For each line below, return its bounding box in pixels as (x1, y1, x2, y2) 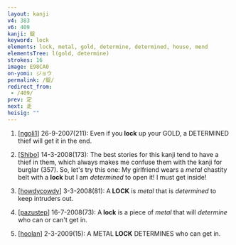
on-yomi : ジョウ (7, 70, 53, 77)
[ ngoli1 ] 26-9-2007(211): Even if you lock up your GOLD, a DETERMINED (17, 129, 230, 137)
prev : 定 (7, 97, 32, 104)
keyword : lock (7, 37, 50, 44)
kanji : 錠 (7, 30, 36, 38)
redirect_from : (7, 83, 53, 90)
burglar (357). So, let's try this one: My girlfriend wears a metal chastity (17, 165, 227, 174)
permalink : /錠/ (7, 76, 55, 84)
